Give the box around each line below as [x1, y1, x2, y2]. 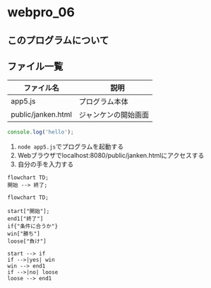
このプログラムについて [7, 34, 109, 46]
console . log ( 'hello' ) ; [7, 129, 74, 136]
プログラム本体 [78, 97, 128, 107]
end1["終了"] [7, 215, 44, 223]
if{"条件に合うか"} [7, 223, 59, 230]
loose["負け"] [7, 238, 47, 245]
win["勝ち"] [7, 231, 40, 238]
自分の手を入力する [17, 160, 74, 168]
